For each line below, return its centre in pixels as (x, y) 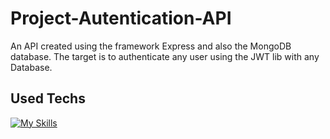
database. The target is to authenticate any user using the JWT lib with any (165, 56)
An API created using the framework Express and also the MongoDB (151, 46)
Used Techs (48, 98)
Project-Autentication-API (121, 18)
